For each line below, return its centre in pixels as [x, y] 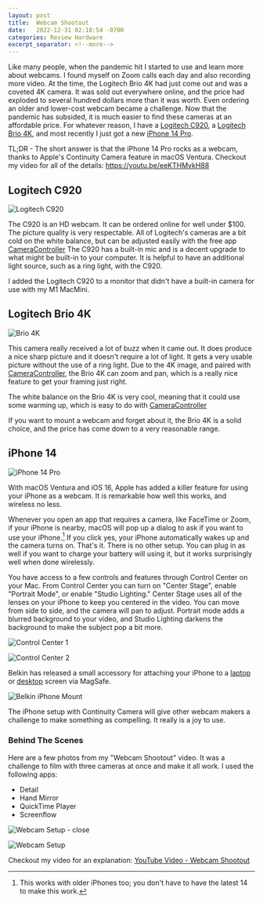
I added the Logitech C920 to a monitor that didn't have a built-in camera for [131, 281]
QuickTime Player [48, 806]
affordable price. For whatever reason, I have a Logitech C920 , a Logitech [127, 126]
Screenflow [38, 814]
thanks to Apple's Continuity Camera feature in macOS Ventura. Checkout [127, 157]
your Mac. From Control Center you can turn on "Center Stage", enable [122, 586]
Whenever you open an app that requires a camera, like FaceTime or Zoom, [130, 519]
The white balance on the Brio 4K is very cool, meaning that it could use [124, 396]
